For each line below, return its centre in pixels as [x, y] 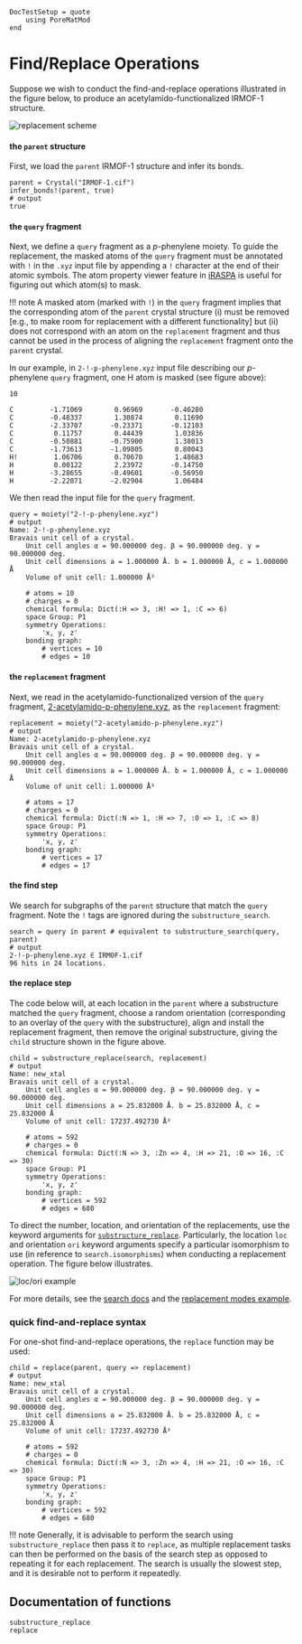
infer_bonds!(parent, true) [62, 191]
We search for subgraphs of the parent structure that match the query [139, 905]
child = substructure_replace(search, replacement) [108, 1058]
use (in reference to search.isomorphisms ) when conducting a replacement [148, 1254]
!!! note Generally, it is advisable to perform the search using [121, 1535]
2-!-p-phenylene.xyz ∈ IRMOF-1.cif [76, 955]
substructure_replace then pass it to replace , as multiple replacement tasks [150, 1545]
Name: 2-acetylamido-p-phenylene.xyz [80, 739]
